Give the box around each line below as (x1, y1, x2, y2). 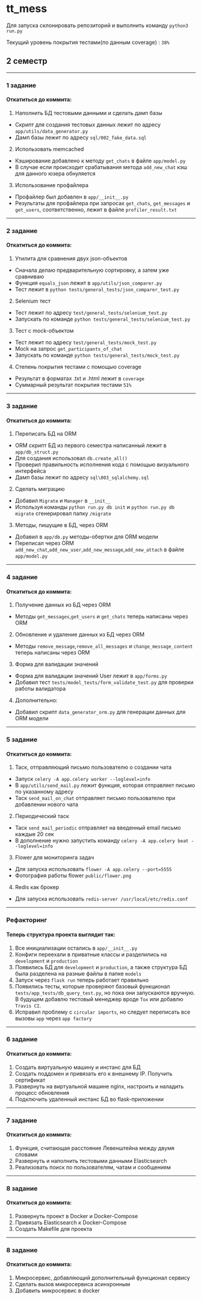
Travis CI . (14, 1002, 41, 1009)
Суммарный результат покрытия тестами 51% (14, 381, 132, 388)
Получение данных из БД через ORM (14, 601, 111, 609)
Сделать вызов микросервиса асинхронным (14, 1281, 130, 1287)
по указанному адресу (14, 788, 74, 795)
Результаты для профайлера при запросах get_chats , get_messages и (14, 199, 191, 206)
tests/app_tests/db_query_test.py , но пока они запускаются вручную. (14, 989, 195, 996)
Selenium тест (14, 297, 51, 304)
